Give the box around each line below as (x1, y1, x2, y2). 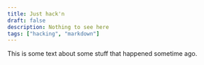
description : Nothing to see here (7, 23, 110, 30)
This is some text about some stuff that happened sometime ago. (7, 49, 198, 58)
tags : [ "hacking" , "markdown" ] (7, 30, 100, 37)
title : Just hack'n (7, 10, 65, 18)
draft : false (7, 17, 46, 24)
